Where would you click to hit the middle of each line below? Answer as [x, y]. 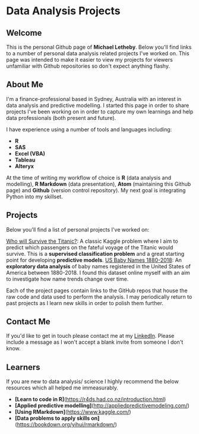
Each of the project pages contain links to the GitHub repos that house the [97, 290]
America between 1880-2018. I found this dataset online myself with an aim [98, 273]
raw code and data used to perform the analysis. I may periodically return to [99, 297]
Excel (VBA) [30, 153]
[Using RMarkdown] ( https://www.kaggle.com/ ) [73, 412]
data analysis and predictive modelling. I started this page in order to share [98, 105]
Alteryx [24, 166]
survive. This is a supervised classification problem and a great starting [95, 254]
